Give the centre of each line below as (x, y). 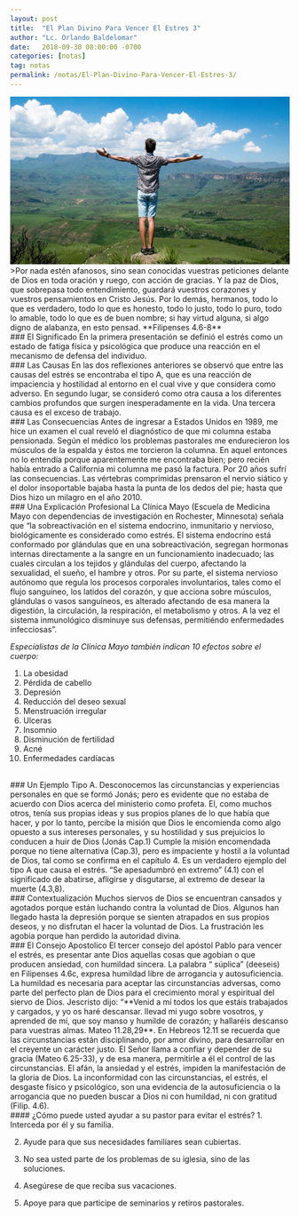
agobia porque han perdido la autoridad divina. (95, 935)
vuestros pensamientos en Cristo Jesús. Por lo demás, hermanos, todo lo (144, 298)
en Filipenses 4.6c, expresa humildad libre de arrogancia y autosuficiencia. (147, 974)
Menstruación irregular (65, 711)
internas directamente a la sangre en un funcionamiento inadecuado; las (142, 553)
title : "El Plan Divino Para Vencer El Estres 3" (106, 28)
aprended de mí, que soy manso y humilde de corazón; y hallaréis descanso (149, 1021)
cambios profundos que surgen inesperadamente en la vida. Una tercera (143, 402)
